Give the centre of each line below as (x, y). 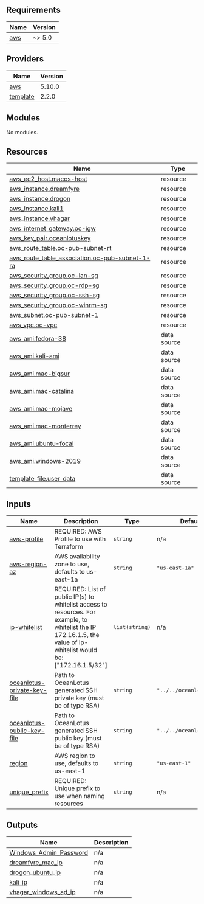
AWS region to (75, 756)
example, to (71, 620)
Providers (25, 59)
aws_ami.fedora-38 (38, 339)
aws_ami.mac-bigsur (39, 374)
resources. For (75, 612)
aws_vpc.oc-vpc (33, 325)
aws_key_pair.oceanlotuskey (50, 238)
